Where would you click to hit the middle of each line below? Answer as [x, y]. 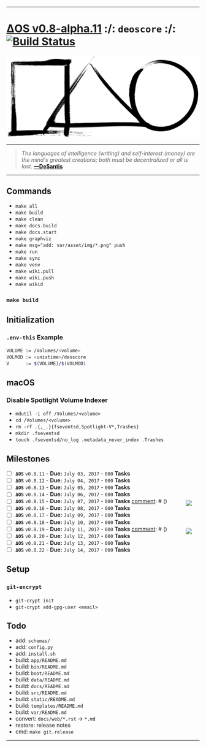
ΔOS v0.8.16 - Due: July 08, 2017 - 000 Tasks [73, 508]
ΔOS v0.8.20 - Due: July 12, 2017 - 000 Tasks [73, 536]
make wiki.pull [35, 271]
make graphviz [33, 239]
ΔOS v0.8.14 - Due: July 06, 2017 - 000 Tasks [73, 495]
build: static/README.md [45, 699]
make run [26, 252]
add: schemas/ [33, 640]
